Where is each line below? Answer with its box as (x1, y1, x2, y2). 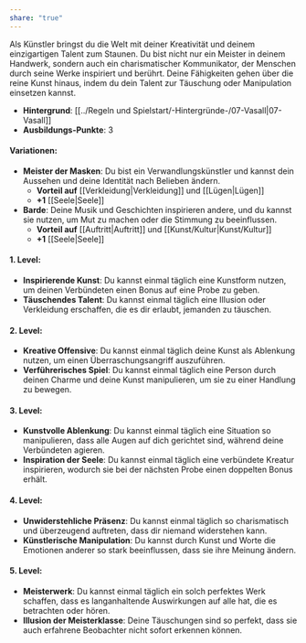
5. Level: (9, 565, 43, 576)
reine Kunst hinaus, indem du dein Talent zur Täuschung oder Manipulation (9, 77, 292, 88)
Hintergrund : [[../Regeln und (22, 104, 131, 115)
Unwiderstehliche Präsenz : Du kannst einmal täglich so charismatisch (22, 515, 290, 526)
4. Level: (9, 495, 43, 506)
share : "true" (9, 13, 64, 23)
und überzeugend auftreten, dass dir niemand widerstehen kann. (22, 525, 268, 536)
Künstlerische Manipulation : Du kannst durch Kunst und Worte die (22, 534, 276, 545)
